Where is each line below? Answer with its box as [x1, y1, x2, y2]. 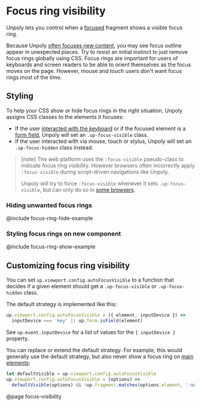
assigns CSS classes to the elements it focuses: [6, 113, 124, 120]
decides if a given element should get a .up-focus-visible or [6, 283, 157, 290]
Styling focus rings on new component [6, 229, 121, 237]
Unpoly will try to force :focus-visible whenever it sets [20, 179, 159, 187]
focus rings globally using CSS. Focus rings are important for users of [6, 54, 178, 62]
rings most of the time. [6, 74, 62, 81]
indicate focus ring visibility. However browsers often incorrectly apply [20, 161, 195, 169]
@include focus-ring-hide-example [6, 215, 93, 222]
